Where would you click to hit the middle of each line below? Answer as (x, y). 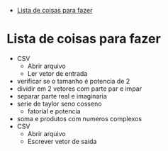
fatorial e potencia (54, 111)
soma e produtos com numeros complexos (79, 118)
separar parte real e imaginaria (62, 96)
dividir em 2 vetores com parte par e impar (79, 89)
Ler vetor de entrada (57, 73)
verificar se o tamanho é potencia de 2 (73, 81)
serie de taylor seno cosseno (59, 104)
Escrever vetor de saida (62, 141)
